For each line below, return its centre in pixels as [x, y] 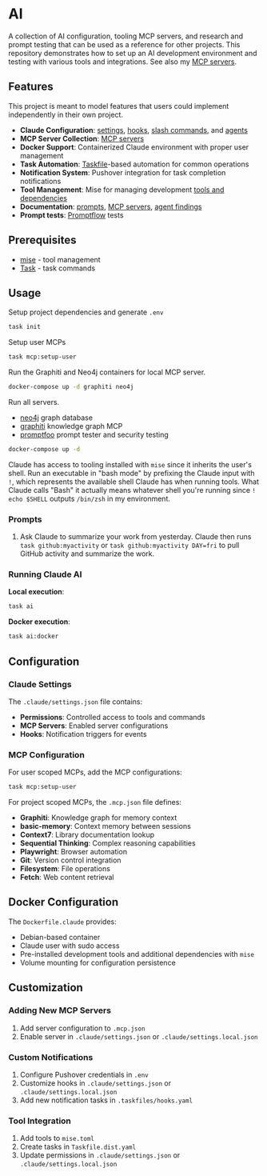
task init [25, 327]
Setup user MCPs [37, 342]
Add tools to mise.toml [57, 1138]
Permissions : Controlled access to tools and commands [112, 717]
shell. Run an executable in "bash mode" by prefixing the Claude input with [132, 473]
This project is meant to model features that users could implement [119, 106]
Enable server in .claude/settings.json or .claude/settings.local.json [139, 1036]
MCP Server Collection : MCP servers [82, 138]
